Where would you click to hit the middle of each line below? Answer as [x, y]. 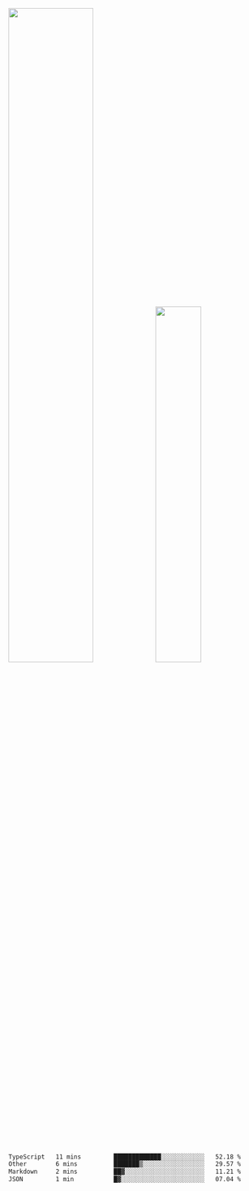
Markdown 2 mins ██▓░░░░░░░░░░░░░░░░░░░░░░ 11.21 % [125, 1172]
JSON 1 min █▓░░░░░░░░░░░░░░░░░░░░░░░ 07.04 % [125, 1180]
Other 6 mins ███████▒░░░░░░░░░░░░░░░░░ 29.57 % [125, 1164]
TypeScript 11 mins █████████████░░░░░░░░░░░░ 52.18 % [125, 1157]
